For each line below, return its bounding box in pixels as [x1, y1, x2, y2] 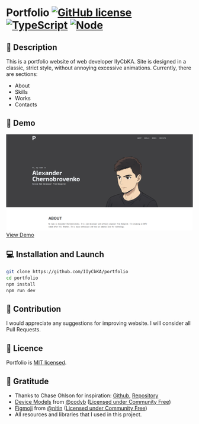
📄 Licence [6, 343, 43, 353]
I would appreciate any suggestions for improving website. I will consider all [6, 319, 191, 327]
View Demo [6, 232, 34, 239]
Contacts [14, 101, 37, 108]
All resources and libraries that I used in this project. [14, 410, 142, 418]
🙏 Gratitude [6, 376, 49, 386]
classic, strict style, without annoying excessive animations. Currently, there [6, 64, 191, 71]
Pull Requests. [6, 326, 41, 333]
